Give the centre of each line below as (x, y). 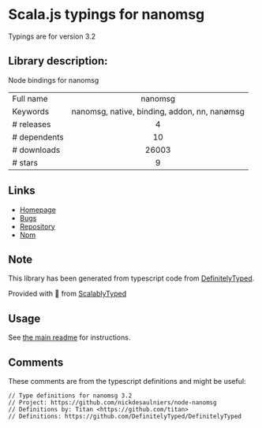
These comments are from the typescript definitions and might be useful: (127, 381)
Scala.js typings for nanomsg (107, 15)
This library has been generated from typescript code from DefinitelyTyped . (131, 278)
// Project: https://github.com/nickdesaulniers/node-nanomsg (112, 403)
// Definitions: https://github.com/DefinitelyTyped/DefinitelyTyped (125, 416)
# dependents (38, 137)
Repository (37, 226)
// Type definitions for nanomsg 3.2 (70, 396)
